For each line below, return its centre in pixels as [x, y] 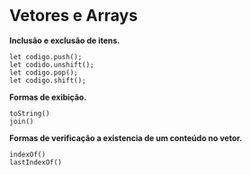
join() [22, 121]
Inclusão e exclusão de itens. [65, 40]
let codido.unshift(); [52, 65]
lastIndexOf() [36, 162]
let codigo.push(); [46, 57]
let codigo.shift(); [48, 80]
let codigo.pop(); [44, 73]
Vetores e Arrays [73, 16]
